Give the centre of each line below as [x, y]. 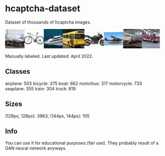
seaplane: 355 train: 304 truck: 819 [41, 88]
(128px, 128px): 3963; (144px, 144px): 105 [47, 116]
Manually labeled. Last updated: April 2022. [49, 56]
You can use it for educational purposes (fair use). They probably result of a [82, 143]
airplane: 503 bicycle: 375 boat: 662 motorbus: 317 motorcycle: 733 [74, 83]
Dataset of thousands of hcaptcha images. [48, 22]
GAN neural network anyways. [36, 148]
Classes [18, 72]
